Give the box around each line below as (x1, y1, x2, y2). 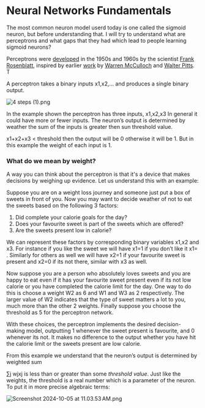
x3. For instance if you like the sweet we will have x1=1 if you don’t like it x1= (6, 245, 198, 252)
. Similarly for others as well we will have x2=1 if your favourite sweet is (6, 252, 185, 259)
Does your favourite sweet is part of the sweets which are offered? (15, 220, 184, 228)
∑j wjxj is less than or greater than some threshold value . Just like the (6, 370, 181, 377)
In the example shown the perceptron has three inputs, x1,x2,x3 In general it (6, 110, 198, 117)
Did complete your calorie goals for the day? (15, 214, 127, 221)
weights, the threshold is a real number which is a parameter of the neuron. (6, 377, 196, 384)
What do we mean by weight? (6, 156, 96, 165)
